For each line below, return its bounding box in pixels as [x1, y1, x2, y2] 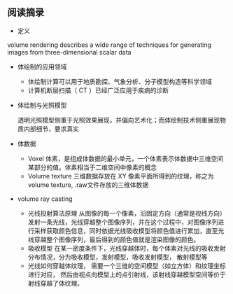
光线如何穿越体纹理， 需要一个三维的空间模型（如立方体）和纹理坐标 [27, 261, 226, 269]
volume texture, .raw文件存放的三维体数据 [27, 181, 149, 189]
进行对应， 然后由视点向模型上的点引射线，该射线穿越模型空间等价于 [27, 270, 226, 279]
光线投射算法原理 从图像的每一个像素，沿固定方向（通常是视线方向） [27, 209, 226, 217]
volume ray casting [17, 195, 73, 203]
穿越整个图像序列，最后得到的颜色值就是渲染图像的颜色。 [34, 235, 200, 244]
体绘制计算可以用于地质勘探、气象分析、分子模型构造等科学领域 [27, 77, 212, 85]
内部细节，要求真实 [23, 125, 79, 133]
